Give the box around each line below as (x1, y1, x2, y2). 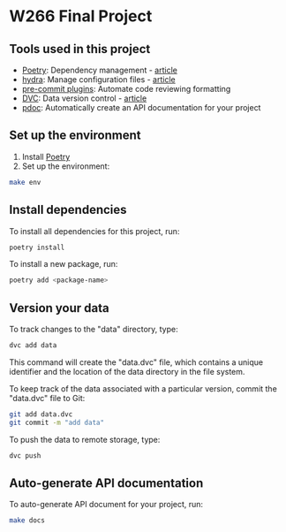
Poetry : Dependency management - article (21, 65, 178, 75)
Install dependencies (9, 202, 127, 217)
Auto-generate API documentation (9, 475, 204, 490)
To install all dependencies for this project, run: (9, 225, 180, 236)
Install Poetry (21, 151, 71, 162)
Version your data (9, 300, 109, 315)
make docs (9, 516, 46, 525)
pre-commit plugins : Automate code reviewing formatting (21, 84, 231, 94)
